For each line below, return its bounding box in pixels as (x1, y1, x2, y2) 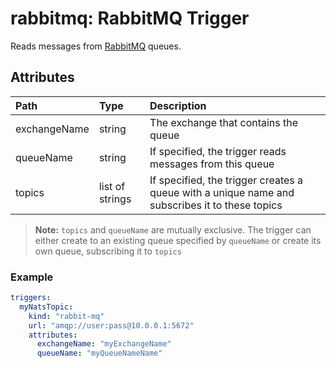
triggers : (10, 293, 52, 303)
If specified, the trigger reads (149, 144, 287, 158)
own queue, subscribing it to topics (34, 245, 182, 257)
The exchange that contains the (149, 115, 299, 129)
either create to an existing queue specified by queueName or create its (34, 234, 322, 246)
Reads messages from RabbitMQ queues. (10, 40, 182, 52)
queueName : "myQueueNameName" (36, 348, 163, 359)
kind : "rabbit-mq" (28, 311, 105, 321)
